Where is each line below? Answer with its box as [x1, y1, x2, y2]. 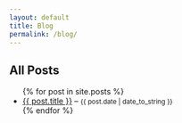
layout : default [9, 12, 70, 22]
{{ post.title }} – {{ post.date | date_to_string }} [21, 95, 173, 107]
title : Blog [9, 21, 54, 30]
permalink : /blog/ [9, 29, 78, 38]
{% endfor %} [21, 105, 74, 116]
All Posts [9, 62, 60, 78]
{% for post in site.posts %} [21, 86, 125, 97]
